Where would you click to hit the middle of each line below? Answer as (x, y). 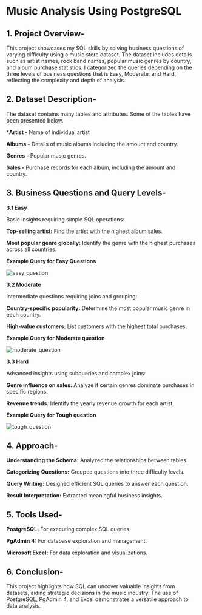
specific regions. (27, 391)
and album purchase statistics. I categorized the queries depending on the (99, 67)
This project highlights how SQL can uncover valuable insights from (91, 586)
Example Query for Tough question (51, 415)
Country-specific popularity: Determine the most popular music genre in (98, 308)
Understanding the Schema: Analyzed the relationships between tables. (97, 460)
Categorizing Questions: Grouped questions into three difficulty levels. (96, 472)
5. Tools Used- (34, 515)
